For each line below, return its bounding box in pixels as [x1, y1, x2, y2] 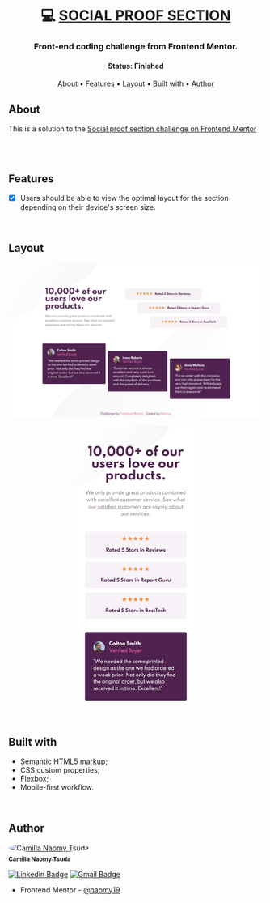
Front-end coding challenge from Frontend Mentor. [33, 41, 238, 53]
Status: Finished [108, 61, 164, 70]
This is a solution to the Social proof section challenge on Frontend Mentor [8, 124, 257, 134]
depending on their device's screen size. [19, 202, 156, 211]
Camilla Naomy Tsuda [8, 855, 71, 863]
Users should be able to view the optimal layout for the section [19, 193, 229, 202]
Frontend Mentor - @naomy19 [19, 884, 120, 895]
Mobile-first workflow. [19, 782, 95, 792]
